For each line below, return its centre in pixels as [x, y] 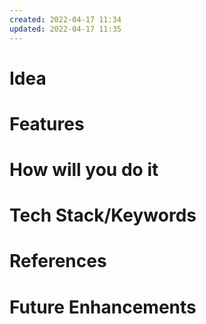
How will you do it [84, 170]
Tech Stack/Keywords [103, 215]
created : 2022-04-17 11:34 [65, 19]
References [58, 261]
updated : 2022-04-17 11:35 [65, 29]
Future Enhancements [103, 307]
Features [47, 123]
